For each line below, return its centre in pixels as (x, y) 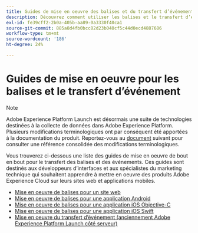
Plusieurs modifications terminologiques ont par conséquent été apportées (97, 132)
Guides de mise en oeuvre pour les (93, 79)
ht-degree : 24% (25, 45)
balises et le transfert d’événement (93, 91)
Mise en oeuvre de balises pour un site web (67, 192)
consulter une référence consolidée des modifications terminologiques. (93, 144)
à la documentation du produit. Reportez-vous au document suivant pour (95, 138)
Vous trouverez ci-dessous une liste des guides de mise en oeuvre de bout (97, 155)
